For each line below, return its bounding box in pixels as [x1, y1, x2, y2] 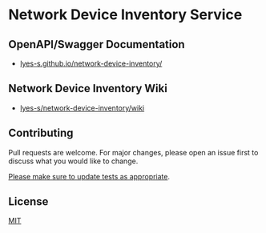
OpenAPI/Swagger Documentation [8, 38, 186, 51]
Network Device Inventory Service [8, 6, 243, 24]
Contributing [8, 127, 74, 140]
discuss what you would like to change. [8, 156, 139, 166]
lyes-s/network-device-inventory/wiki [19, 102, 145, 113]
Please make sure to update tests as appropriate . [8, 171, 171, 181]
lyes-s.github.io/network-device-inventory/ [19, 58, 163, 68]
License [8, 195, 49, 209]
